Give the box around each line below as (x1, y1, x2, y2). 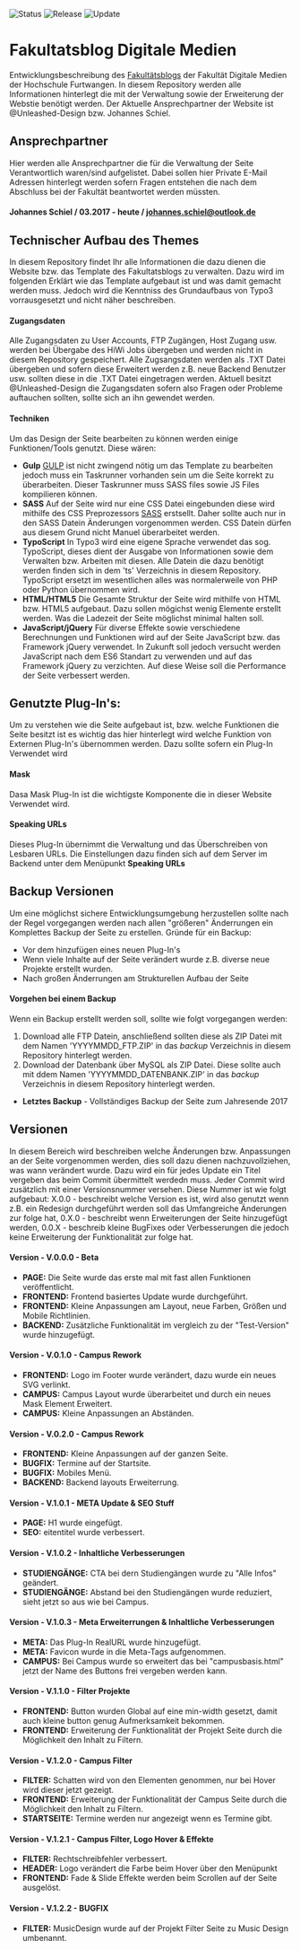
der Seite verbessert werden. (21, 670, 131, 681)
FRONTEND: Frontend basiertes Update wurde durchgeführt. (21, 1291, 248, 1302)
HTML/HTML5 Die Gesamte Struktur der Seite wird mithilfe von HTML (21, 593, 281, 604)
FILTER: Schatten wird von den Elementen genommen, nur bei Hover (21, 1775, 276, 1786)
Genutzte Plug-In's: (9, 696, 121, 711)
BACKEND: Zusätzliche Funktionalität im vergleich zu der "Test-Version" (21, 1320, 289, 1331)
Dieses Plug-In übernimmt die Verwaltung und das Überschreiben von (9, 839, 269, 849)
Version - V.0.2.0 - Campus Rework (9, 1428, 145, 1439)
